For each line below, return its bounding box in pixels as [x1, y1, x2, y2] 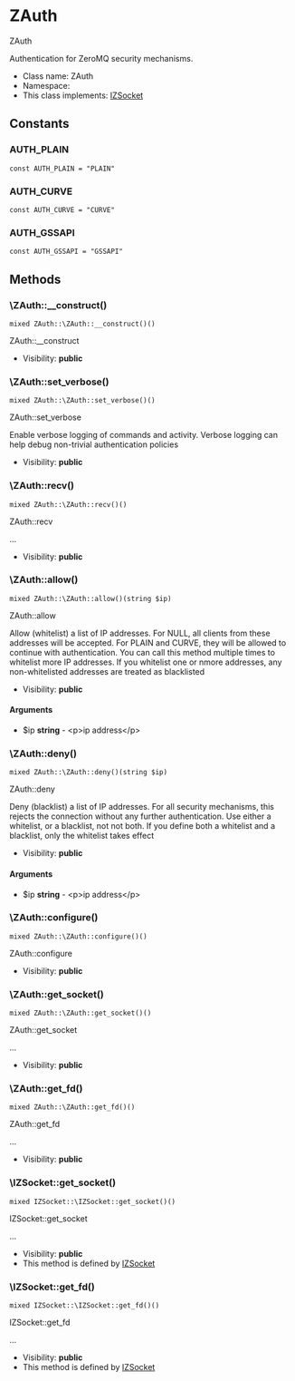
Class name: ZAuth [22, 70, 94, 82]
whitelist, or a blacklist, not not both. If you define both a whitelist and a [9, 821, 276, 832]
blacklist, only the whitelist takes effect [9, 831, 155, 841]
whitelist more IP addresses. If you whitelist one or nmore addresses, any [9, 656, 282, 667]
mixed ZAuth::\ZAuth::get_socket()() [9, 1008, 152, 1018]
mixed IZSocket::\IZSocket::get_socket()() [9, 1197, 176, 1206]
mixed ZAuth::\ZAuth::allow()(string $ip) [9, 594, 172, 603]
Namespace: [22, 80, 71, 91]
